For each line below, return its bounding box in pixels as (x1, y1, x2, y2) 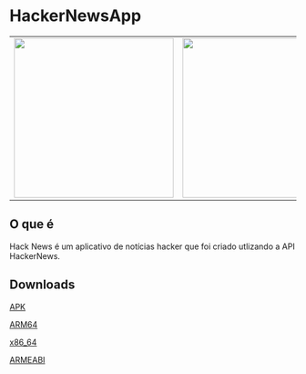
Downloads (9, 277, 76, 293)
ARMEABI (9, 354, 46, 365)
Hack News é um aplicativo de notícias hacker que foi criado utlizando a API (9, 241, 296, 252)
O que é (9, 216, 55, 233)
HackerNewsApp (9, 5, 142, 26)
